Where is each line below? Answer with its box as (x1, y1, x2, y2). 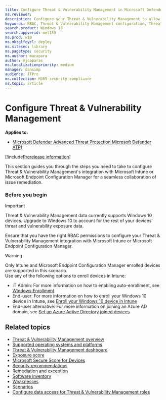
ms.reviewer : (5, 12, 32, 17)
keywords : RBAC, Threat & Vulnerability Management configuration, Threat (5, 21, 163, 26)
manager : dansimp (5, 67, 41, 72)
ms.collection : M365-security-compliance (5, 76, 92, 81)
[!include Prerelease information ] (5, 154, 71, 160)
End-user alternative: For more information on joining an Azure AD (12, 303, 147, 309)
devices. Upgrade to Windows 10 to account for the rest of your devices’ (5, 218, 153, 224)
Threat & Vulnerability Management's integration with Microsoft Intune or (5, 169, 154, 174)
